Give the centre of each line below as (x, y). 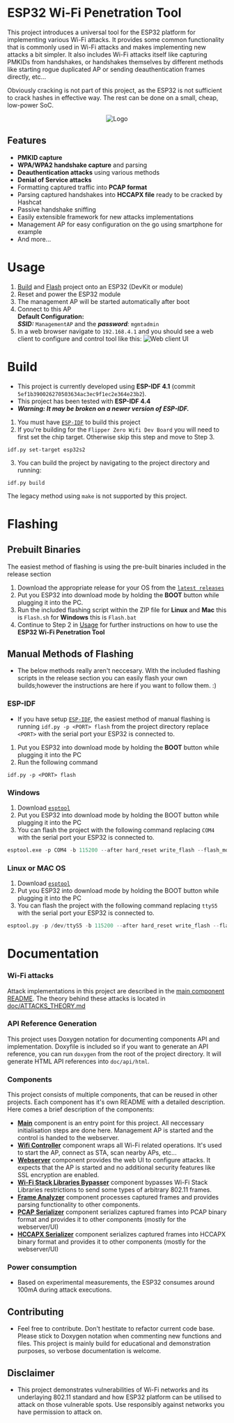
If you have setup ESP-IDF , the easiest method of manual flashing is (114, 719)
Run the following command (57, 762)
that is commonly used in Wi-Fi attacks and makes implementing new (107, 47)
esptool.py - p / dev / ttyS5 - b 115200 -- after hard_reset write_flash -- (113, 926)
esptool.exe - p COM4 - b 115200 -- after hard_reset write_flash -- (106, 850)
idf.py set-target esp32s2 (46, 450)
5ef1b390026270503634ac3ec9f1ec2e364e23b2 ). (82, 393)
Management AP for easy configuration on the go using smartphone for (120, 224)
